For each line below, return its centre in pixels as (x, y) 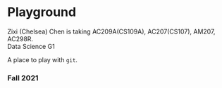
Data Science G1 (31, 46)
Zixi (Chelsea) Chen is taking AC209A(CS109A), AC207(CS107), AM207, (111, 31)
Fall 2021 (23, 78)
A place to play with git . (42, 59)
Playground (42, 12)
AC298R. (20, 38)
